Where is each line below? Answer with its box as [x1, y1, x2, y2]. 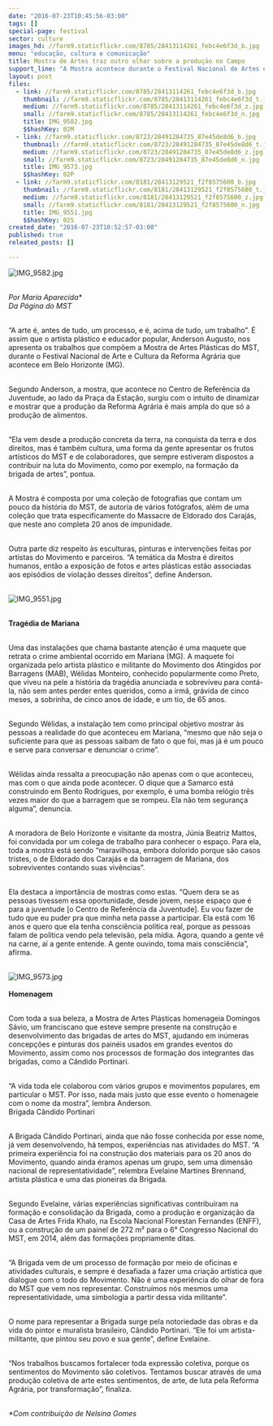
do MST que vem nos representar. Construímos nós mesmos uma [8, 1283, 228, 1293]
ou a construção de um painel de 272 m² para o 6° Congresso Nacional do [8, 1224, 258, 1234]
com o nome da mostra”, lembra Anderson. [8, 1098, 153, 1107]
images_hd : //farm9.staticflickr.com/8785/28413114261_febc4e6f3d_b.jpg [8, 42, 260, 50]
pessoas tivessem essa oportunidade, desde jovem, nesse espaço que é [8, 895, 252, 905]
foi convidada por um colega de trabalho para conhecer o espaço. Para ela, [8, 836, 262, 846]
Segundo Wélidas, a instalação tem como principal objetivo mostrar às [8, 718, 245, 728]
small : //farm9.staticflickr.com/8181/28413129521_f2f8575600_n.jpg [23, 201, 260, 209]
